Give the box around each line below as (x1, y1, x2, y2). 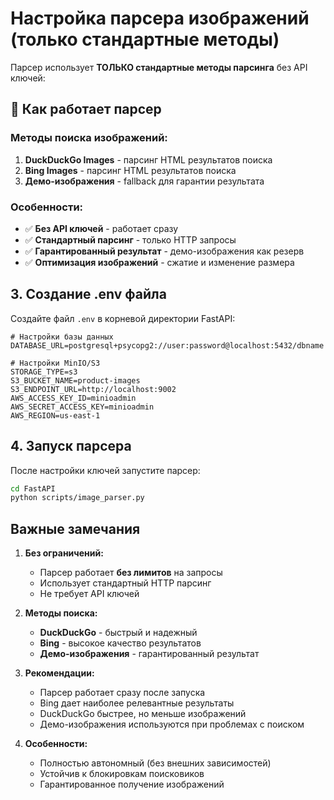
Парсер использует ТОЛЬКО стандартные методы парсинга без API (10, 61, 308, 73)
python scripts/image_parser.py (10, 493, 145, 503)
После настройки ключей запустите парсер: (10, 464, 201, 476)
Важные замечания (10, 520, 141, 537)
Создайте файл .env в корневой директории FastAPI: (10, 312, 236, 324)
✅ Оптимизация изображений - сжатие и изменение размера (24, 256, 295, 268)
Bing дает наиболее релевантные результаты (39, 697, 235, 709)
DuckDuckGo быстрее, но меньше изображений (39, 708, 247, 720)
